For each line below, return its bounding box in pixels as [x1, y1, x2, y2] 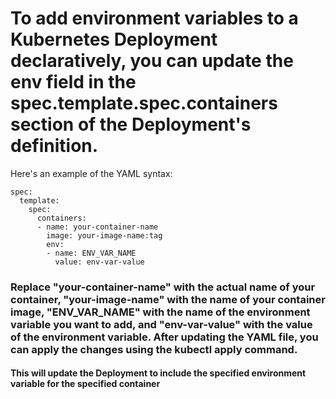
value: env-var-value [54, 257, 145, 267]
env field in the [10, 71, 137, 94]
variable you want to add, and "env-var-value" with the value [10, 317, 313, 331]
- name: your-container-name [36, 222, 159, 232]
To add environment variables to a [10, 7, 299, 30]
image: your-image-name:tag [46, 230, 163, 241]
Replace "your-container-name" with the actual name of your [10, 280, 316, 294]
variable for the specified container [10, 378, 161, 390]
